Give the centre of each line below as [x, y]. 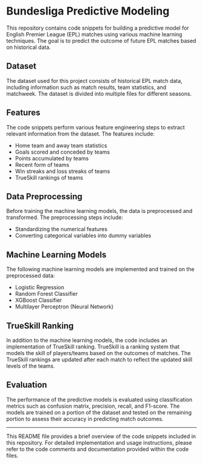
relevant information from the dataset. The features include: [81, 134]
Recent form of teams [42, 165]
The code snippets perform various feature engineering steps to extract [96, 127]
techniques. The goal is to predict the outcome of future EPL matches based [101, 41]
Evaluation [27, 385]
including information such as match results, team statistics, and [86, 87]
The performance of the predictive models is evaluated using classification [99, 399]
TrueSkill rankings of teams [49, 177]
